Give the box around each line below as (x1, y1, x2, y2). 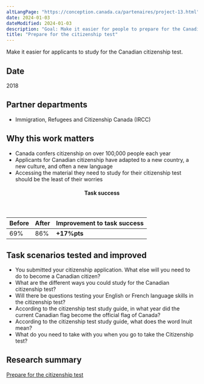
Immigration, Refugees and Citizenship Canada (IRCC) (15, 116, 151, 123)
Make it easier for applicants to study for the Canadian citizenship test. (6, 48, 183, 55)
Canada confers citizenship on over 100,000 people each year (15, 150, 171, 157)
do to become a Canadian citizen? (15, 272, 101, 280)
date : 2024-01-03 (6, 15, 50, 21)
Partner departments (6, 100, 88, 110)
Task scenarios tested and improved (6, 250, 147, 260)
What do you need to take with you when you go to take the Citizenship (15, 330, 194, 338)
